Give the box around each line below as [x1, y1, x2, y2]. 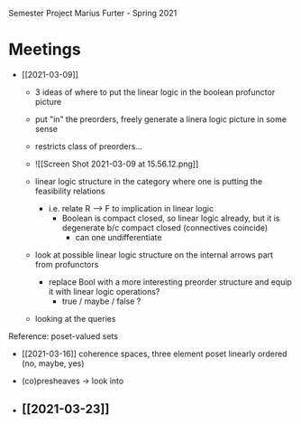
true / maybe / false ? [61, 296, 141, 306]
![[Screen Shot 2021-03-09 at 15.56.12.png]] [34, 158, 199, 169]
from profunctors [34, 259, 99, 269]
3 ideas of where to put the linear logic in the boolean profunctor [34, 86, 276, 98]
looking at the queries [34, 313, 116, 324]
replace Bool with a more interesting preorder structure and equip [48, 276, 292, 287]
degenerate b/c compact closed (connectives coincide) [61, 221, 269, 233]
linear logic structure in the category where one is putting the [34, 175, 263, 186]
